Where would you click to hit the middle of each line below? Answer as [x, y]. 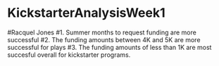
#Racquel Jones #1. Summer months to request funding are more [102, 32]
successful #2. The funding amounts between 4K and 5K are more [104, 39]
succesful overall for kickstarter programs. [69, 55]
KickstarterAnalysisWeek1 [86, 13]
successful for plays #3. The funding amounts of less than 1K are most [109, 47]
